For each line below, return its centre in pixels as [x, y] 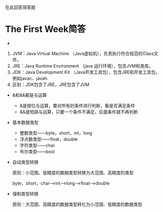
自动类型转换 [25, 162]
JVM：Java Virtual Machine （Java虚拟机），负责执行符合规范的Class [83, 53]
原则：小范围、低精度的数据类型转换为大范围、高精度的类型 [73, 172]
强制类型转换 [25, 194]
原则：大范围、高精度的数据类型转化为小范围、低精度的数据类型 [77, 204]
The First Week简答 [45, 29]
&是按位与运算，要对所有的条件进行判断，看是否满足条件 [77, 105]
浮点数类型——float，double [49, 139]
